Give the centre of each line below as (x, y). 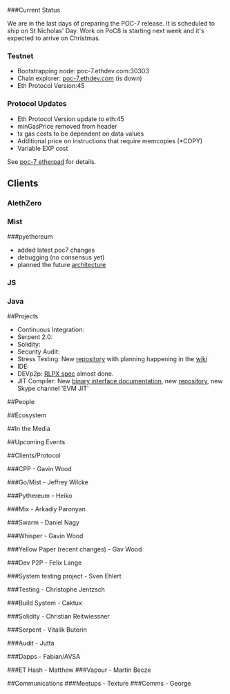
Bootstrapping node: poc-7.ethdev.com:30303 (83, 71)
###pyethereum (30, 237)
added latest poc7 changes (56, 250)
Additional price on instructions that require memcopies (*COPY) (109, 140)
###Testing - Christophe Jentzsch (56, 590)
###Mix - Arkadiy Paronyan (47, 509)
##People (21, 402)
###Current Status (34, 10)
